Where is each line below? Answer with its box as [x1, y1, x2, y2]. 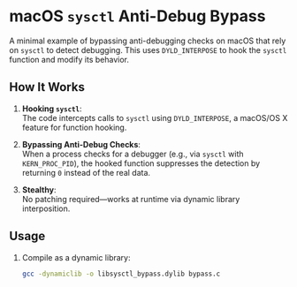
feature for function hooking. [21, 122, 127, 132]
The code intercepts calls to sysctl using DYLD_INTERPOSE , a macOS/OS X [21, 112, 288, 123]
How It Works [9, 79, 86, 94]
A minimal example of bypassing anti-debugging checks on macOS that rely [9, 35, 286, 46]
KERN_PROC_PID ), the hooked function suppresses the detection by [21, 157, 261, 169]
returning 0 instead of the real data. [21, 167, 151, 177]
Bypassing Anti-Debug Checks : [21, 139, 141, 149]
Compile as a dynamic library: [21, 252, 131, 262]
